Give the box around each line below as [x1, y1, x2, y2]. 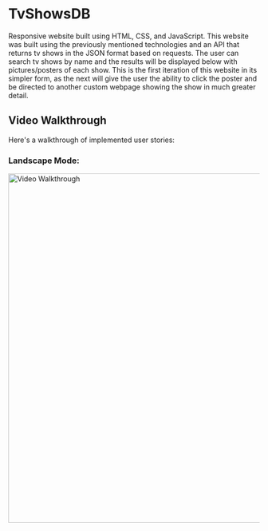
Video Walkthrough [8, 113, 107, 128]
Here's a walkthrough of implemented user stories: [8, 135, 175, 145]
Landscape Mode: [8, 155, 80, 166]
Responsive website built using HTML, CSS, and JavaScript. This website [8, 31, 249, 41]
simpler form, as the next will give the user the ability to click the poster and [8, 73, 258, 83]
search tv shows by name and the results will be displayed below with [8, 57, 238, 66]
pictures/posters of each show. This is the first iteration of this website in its [8, 65, 258, 74]
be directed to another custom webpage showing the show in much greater [8, 81, 257, 92]
